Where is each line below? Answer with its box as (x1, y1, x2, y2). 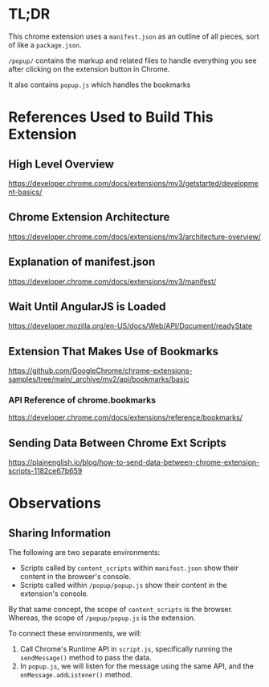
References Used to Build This (8, 108, 214, 126)
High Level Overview (8, 157, 115, 171)
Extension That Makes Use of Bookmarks (8, 344, 219, 358)
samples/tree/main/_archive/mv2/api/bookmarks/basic (8, 375, 190, 384)
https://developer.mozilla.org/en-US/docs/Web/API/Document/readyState (8, 321, 253, 331)
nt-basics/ (8, 187, 43, 197)
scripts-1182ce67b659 (8, 466, 83, 476)
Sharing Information (8, 526, 111, 540)
